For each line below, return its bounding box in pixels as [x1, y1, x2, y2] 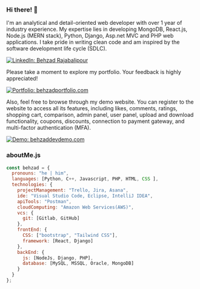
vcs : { [17, 210, 34, 216]
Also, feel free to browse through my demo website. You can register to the [6, 98, 194, 105]
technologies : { [12, 182, 53, 188]
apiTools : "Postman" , [17, 198, 72, 205]
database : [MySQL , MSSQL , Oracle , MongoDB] [22, 261, 135, 267]
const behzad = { [6, 165, 50, 171]
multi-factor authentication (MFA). [6, 124, 91, 131]
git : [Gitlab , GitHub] [22, 215, 80, 222]
